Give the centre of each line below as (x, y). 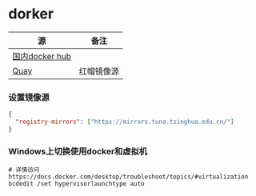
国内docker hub (42, 56)
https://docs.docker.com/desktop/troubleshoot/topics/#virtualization (128, 177)
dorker (31, 14)
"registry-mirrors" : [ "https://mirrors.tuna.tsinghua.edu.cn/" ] (125, 122)
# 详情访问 (24, 170)
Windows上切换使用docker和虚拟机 (78, 151)
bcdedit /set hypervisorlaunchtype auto (77, 184)
